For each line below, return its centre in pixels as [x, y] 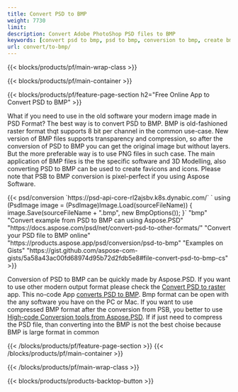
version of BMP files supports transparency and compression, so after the [115, 138]
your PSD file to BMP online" [49, 235]
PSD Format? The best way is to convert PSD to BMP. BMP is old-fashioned [118, 124]
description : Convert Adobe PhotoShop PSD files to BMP [91, 34]
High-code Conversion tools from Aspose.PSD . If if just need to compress [115, 317]
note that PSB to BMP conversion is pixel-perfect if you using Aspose [108, 176]
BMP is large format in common [53, 332]
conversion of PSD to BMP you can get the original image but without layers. [119, 146]
